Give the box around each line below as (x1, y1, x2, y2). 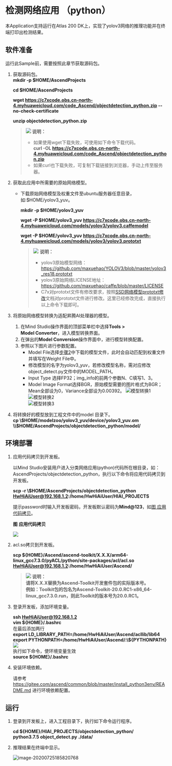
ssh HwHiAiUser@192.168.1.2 (12, 614, 78, 620)
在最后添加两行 (12, 625, 45, 631)
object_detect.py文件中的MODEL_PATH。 (28, 368, 116, 374)
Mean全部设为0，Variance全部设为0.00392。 (28, 388, 125, 394)
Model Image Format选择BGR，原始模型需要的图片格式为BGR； (28, 381, 163, 387)
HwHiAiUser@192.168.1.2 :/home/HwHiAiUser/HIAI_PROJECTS (12, 493, 149, 499)
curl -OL (33, 145, 51, 151)
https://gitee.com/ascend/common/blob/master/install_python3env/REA (12, 681, 165, 687)
